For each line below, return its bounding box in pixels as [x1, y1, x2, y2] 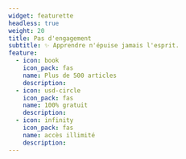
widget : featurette [8, 11, 74, 20]
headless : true [8, 19, 60, 27]
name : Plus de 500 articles [23, 71, 117, 79]
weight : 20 [8, 26, 45, 35]
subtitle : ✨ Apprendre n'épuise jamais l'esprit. [8, 42, 180, 50]
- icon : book [15, 57, 60, 65]
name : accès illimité [23, 131, 95, 139]
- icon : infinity [15, 116, 74, 124]
